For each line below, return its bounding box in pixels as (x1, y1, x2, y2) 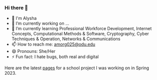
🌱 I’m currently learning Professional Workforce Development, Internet (11, 26, 152, 32)
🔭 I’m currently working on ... (11, 20, 69, 26)
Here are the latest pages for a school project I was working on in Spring (4, 65, 149, 71)
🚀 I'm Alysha (11, 16, 37, 21)
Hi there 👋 (4, 4, 29, 11)
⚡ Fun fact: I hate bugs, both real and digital (11, 54, 99, 60)
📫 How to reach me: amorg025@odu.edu (11, 41, 95, 48)
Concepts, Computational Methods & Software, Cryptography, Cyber (11, 31, 149, 37)
